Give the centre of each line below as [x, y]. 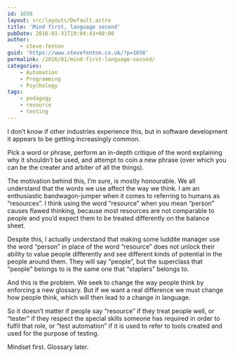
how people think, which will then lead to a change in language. [99, 297]
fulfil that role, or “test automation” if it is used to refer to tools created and [115, 326]
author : [19, 40]
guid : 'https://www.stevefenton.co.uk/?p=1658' [78, 53]
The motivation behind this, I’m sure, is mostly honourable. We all [101, 181]
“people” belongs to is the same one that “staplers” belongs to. [98, 269]
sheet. [16, 226]
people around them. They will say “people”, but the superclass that [105, 261]
